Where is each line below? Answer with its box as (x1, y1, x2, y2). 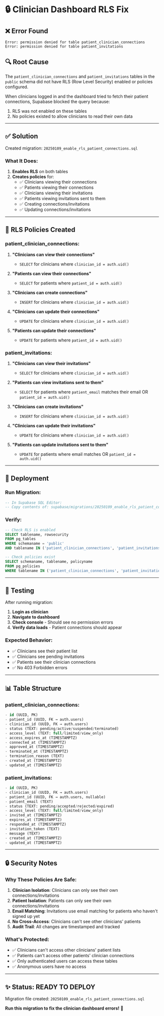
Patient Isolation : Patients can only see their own (12, 898, 111, 904)
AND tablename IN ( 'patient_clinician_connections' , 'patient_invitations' (5, 546, 163, 551)
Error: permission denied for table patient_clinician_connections (5, 40, 145, 45)
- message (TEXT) (5, 831, 41, 836)
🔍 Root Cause (5, 58, 49, 66)
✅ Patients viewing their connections (19, 184, 94, 190)
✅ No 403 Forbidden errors (12, 664, 67, 670)
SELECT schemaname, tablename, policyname (5, 559, 93, 564)
